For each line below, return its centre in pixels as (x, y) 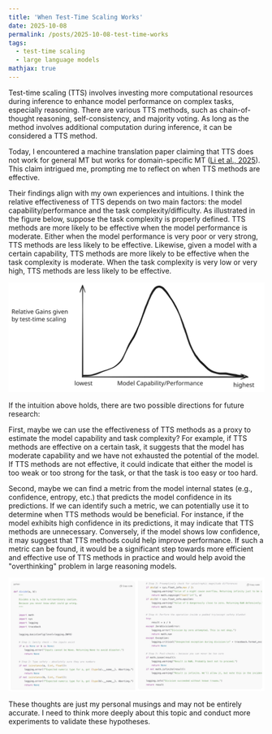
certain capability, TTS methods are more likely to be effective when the (129, 253)
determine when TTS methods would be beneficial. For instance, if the (126, 515)
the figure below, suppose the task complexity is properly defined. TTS (127, 218)
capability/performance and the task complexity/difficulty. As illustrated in (132, 210)
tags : (17, 43)
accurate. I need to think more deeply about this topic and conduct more (130, 712)
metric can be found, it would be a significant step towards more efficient (131, 549)
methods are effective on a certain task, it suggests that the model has (127, 447)
